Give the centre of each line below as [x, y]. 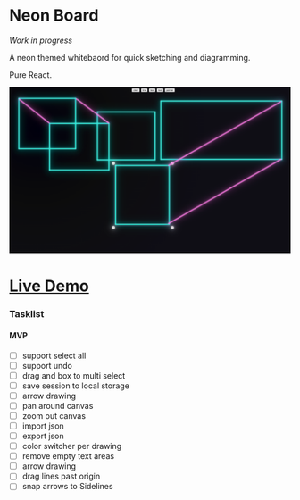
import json [43, 426]
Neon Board [54, 16]
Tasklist [27, 314]
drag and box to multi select [74, 375]
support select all [54, 355]
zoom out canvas [54, 415]
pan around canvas [58, 405]
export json [43, 436]
